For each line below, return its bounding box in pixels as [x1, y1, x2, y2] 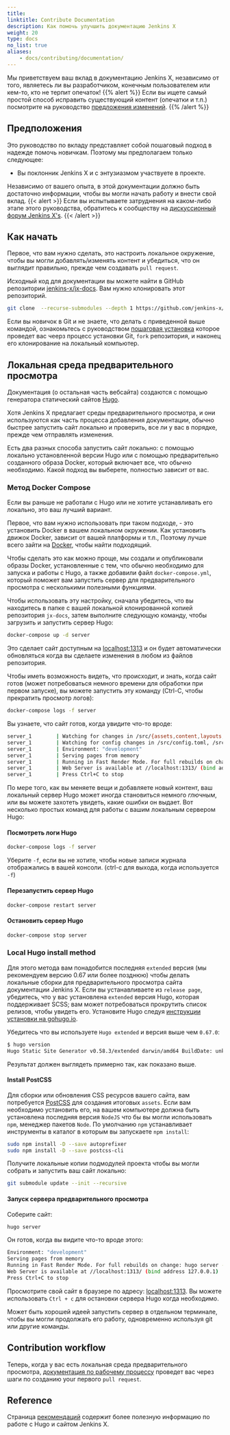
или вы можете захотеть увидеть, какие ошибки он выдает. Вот [7, 798, 194, 806]
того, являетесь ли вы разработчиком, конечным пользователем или [7, 80, 211, 89]
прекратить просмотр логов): [7, 694, 94, 702]
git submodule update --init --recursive [7, 1180, 127, 1187]
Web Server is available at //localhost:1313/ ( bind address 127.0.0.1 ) [7, 1268, 219, 1275]
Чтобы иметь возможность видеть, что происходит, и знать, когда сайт [7, 672, 217, 680]
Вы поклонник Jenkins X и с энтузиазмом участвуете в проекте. [16, 169, 206, 177]
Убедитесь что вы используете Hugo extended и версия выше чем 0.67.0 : [7, 1027, 220, 1036]
